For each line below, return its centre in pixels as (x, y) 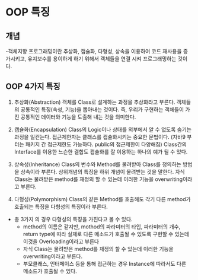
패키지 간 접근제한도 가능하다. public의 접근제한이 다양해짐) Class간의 (106, 144)
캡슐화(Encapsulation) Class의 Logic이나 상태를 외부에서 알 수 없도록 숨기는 (103, 129)
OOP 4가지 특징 (33, 87)
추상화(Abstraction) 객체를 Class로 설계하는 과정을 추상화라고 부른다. (95, 102)
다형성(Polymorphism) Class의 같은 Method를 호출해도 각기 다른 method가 (102, 199)
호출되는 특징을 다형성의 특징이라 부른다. (61, 206)
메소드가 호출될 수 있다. (50, 271)
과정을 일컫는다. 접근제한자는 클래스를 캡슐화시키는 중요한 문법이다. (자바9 (100, 136)
